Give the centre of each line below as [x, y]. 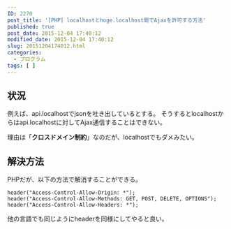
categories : [24, 53]
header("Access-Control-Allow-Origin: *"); [72, 193]
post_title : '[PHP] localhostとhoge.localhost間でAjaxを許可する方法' [107, 20]
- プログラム [30, 59]
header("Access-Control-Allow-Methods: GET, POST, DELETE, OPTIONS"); [112, 199]
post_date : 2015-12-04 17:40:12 [54, 33]
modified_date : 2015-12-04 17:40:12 [60, 40]
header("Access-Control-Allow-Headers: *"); [73, 205]
